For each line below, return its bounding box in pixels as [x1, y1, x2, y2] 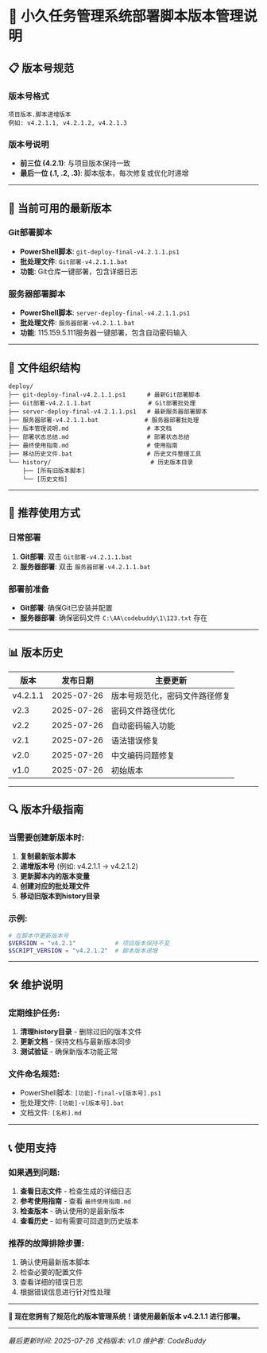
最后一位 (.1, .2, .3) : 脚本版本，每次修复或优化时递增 [19, 169, 189, 178]
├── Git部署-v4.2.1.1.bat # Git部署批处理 [8, 399, 196, 407]
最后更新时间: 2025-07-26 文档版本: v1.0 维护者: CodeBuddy [8, 1336, 207, 1346]
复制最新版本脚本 [19, 851, 76, 861]
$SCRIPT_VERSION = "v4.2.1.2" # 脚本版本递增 [8, 947, 158, 955]
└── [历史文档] [22, 475, 68, 483]
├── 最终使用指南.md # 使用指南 [8, 441, 178, 449]
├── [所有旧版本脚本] [22, 467, 86, 475]
